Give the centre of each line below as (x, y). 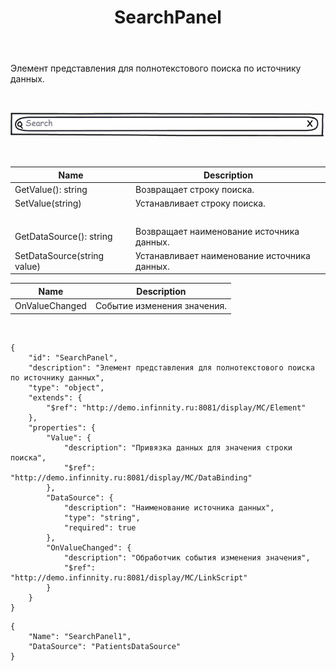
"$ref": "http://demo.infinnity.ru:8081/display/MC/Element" (176, 407)
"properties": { (62, 427)
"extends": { (55, 397)
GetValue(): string (51, 189)
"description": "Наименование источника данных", (169, 507)
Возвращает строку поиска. (195, 189)
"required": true (100, 527)
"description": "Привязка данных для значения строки (178, 447)
